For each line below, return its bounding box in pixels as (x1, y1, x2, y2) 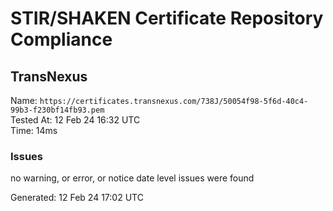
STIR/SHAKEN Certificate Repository (10, 7, 324, 30)
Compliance (10, 28, 113, 51)
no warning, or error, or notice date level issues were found (10, 172, 255, 184)
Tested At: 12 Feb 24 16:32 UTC (10, 114, 141, 126)
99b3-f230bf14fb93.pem (10, 105, 105, 115)
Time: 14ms (10, 125, 58, 136)
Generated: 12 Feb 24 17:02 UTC (10, 192, 144, 204)
